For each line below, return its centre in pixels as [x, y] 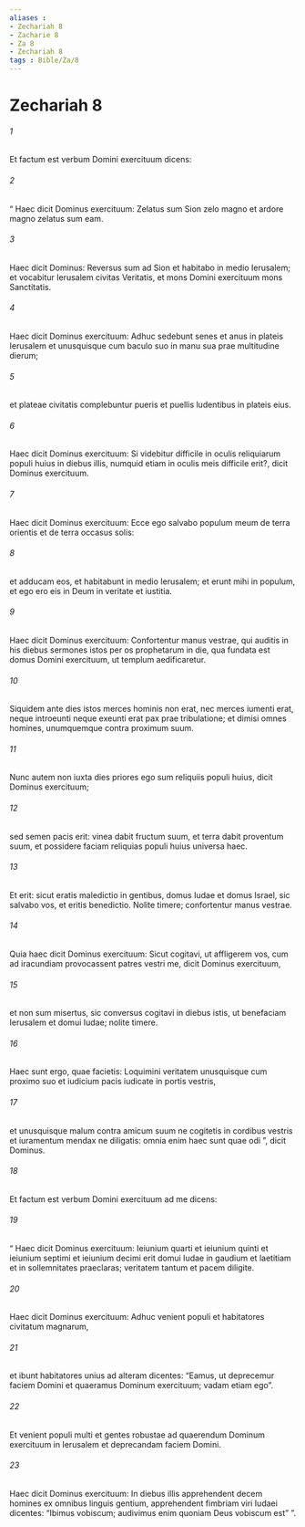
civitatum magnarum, [49, 1327]
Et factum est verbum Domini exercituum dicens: [101, 160]
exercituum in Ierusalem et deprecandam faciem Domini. [115, 1444]
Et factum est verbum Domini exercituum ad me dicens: [113, 1199]
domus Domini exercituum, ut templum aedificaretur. [108, 660]
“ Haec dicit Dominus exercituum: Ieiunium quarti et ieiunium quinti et [139, 1249]
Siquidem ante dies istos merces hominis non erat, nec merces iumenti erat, [152, 709]
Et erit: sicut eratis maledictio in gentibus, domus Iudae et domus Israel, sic [150, 894]
